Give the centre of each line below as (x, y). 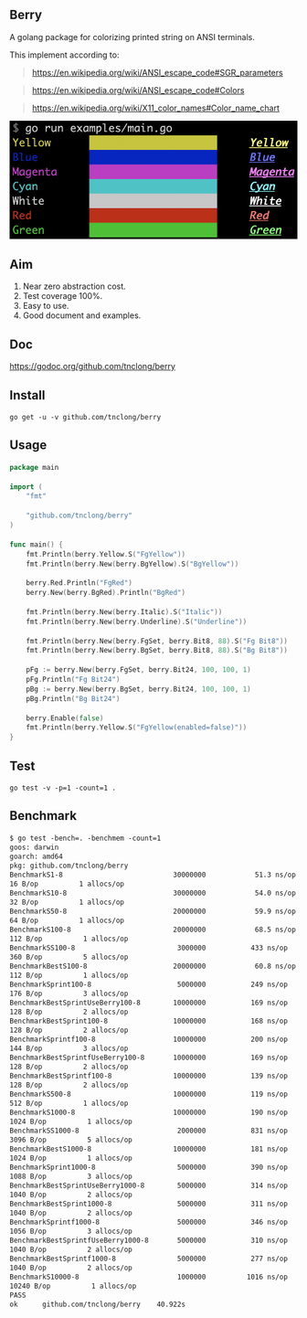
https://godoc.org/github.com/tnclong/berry (93, 367)
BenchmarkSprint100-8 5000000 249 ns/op (148, 984)
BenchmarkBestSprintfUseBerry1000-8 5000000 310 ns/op (148, 1240)
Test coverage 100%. (63, 296)
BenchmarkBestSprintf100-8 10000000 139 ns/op (148, 1076)
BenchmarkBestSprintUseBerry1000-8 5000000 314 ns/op (148, 1185)
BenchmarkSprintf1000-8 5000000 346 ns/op (148, 1222)
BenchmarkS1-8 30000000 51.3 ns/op (153, 875)
